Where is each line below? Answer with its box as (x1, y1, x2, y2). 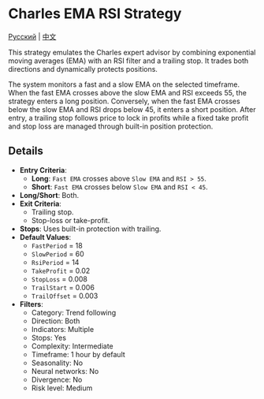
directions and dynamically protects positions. (8, 64, 158, 73)
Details (8, 144, 43, 158)
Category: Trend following (31, 308, 117, 317)
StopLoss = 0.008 (31, 274, 88, 284)
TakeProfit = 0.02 (31, 266, 91, 275)
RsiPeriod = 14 (31, 257, 80, 267)
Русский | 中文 (8, 32, 57, 41)
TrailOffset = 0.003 (31, 291, 99, 300)
